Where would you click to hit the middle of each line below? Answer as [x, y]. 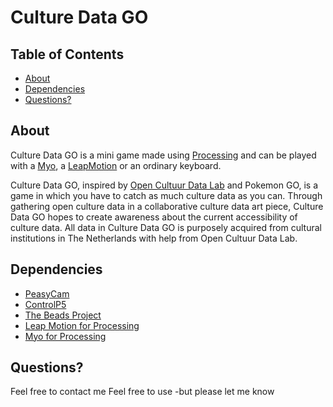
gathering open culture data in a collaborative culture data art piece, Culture [167, 206]
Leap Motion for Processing [82, 325]
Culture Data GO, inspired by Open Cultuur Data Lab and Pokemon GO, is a [164, 185]
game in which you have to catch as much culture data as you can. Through [166, 195]
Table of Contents [67, 54]
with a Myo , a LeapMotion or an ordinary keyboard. [116, 165]
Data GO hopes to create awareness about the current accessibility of [154, 217]
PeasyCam [47, 293]
